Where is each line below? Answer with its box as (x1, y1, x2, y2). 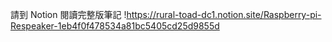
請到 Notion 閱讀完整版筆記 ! (10, 9, 127, 20)
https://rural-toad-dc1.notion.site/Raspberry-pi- (126, 9, 322, 20)
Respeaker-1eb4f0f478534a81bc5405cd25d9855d (10, 20, 220, 32)
